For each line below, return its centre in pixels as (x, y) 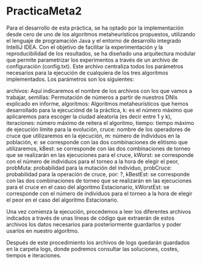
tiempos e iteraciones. (34, 255)
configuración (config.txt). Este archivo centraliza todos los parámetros (95, 66)
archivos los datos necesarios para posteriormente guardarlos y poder (94, 224)
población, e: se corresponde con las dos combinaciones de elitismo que (97, 142)
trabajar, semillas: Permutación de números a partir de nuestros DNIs (92, 97)
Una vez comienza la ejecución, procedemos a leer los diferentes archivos (99, 211)
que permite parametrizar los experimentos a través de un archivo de (92, 60)
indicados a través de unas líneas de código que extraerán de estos (90, 218)
